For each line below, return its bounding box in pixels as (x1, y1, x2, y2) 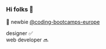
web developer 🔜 (6, 36, 48, 43)
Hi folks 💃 (6, 5, 34, 13)
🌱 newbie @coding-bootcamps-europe (6, 19, 100, 26)
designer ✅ (6, 30, 33, 37)
